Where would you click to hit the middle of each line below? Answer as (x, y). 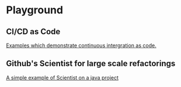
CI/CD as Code (33, 32)
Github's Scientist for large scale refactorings (91, 64)
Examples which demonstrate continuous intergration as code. (81, 45)
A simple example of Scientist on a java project (62, 77)
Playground (34, 10)
